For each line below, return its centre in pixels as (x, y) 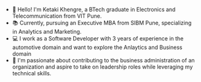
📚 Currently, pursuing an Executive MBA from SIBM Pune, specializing (102, 23)
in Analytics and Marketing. (47, 32)
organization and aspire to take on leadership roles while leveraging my (102, 67)
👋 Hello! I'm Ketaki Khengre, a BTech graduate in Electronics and (94, 9)
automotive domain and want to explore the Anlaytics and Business (97, 47)
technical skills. (32, 73)
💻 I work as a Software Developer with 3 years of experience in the (98, 39)
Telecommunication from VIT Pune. (57, 16)
